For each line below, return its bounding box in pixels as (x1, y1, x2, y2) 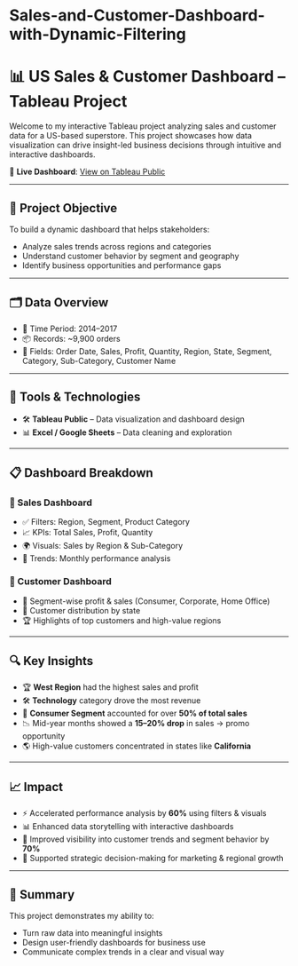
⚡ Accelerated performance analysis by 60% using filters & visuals (21, 808, 267, 819)
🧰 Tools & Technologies (9, 390, 141, 405)
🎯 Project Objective (9, 201, 118, 216)
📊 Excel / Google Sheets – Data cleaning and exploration (21, 427, 232, 438)
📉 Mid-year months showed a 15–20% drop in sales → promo (21, 718, 250, 729)
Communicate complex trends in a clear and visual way (21, 946, 224, 957)
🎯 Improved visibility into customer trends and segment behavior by (21, 834, 270, 844)
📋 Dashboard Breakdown (9, 465, 153, 480)
